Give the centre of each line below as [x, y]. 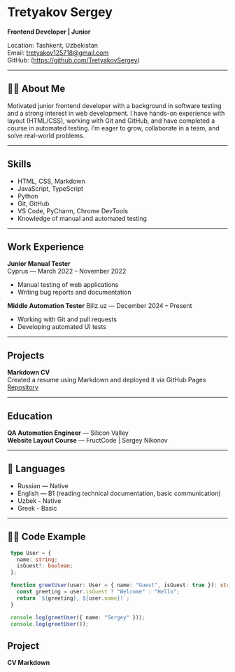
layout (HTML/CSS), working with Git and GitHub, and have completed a [111, 121]
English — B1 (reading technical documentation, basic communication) [119, 493]
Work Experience [46, 247]
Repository [23, 387]
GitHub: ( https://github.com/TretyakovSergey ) [73, 60]
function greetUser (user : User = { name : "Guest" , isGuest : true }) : [114, 585]
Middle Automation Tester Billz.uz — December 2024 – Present [100, 306]
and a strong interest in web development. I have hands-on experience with [116, 113]
